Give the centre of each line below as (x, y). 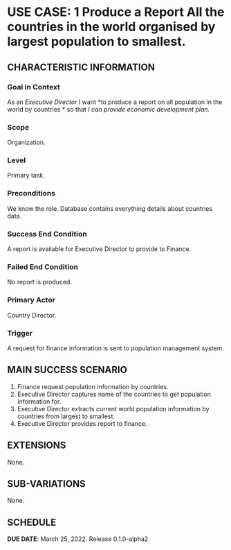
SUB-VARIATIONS (46, 484)
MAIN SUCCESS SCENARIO (67, 370)
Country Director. (32, 315)
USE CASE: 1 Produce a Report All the (116, 12)
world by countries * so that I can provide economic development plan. (109, 109)
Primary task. (26, 175)
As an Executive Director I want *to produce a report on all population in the (115, 102)
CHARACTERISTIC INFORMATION (81, 67)
